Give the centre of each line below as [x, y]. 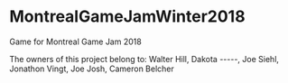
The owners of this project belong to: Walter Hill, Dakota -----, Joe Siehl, [144, 59]
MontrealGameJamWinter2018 [127, 17]
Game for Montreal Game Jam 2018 [75, 41]
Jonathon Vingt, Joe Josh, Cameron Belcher [92, 69]
